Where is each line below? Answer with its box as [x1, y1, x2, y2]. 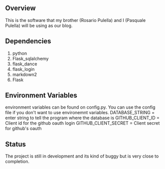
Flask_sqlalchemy [12, 55, 49, 61]
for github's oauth [5, 126, 42, 132]
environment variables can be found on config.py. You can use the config [5, 104, 156, 110]
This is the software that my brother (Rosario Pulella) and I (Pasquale [5, 17, 146, 23]
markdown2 [12, 71, 37, 77]
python [12, 50, 27, 56]
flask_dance [12, 61, 37, 67]
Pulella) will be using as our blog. [5, 22, 73, 28]
